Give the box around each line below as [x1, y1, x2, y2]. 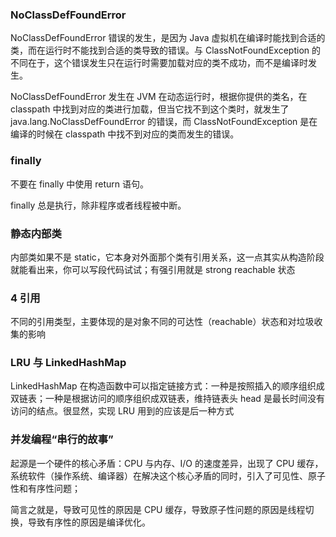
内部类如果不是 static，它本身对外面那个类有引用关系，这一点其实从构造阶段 [10, 251, 325, 263]
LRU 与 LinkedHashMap [10, 356, 127, 370]
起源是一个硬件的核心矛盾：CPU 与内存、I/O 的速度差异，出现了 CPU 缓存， [10, 457, 324, 469]
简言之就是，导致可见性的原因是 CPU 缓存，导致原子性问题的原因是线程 [10, 503, 306, 515]
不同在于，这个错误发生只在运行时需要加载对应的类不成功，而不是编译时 [10, 57, 308, 69]
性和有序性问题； [10, 482, 81, 494]
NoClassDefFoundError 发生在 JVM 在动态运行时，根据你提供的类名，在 [10, 91, 308, 103]
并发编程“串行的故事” [10, 433, 114, 447]
